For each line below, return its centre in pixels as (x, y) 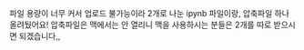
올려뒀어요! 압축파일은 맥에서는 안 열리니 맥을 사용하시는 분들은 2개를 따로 (141, 25)
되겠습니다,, (40, 36)
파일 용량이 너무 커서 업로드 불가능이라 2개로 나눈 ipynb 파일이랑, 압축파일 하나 (149, 13)
